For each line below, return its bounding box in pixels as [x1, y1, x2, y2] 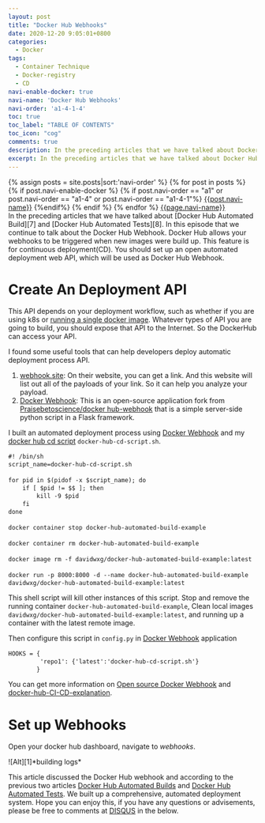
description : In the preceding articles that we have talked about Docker [8, 146, 259, 154]
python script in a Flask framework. [19, 413, 136, 422]
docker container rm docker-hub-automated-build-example [8, 540, 200, 548]
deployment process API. [8, 356, 91, 365]
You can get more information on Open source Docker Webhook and [8, 680, 231, 689]
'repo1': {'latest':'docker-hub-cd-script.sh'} [39, 658, 200, 666]
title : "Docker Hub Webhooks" [8, 21, 108, 29]
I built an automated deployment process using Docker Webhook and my [8, 428, 245, 438]
